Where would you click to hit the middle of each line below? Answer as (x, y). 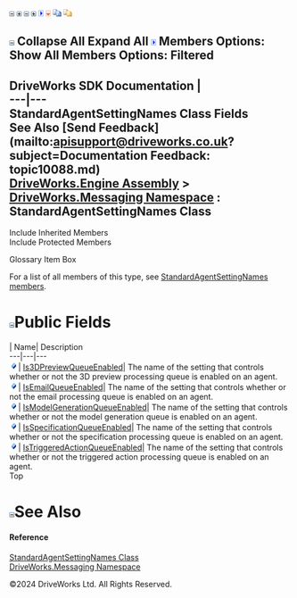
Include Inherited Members (59, 233)
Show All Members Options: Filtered (111, 56)
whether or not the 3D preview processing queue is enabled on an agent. (144, 377)
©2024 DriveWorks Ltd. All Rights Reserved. (91, 584)
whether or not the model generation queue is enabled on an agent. (133, 417)
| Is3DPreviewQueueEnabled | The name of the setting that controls (141, 367)
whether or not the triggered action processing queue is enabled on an (139, 457)
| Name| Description (46, 347)
